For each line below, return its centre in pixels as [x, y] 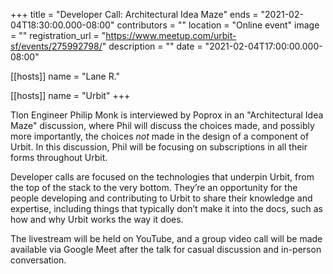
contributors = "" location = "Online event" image [218, 25]
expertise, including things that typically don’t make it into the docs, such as [166, 208]
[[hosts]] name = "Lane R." [65, 76]
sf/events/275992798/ [56, 46]
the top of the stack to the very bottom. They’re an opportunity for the [154, 187]
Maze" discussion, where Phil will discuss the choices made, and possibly [162, 125]
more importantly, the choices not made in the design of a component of [160, 136]
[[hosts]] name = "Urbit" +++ [70, 95]
